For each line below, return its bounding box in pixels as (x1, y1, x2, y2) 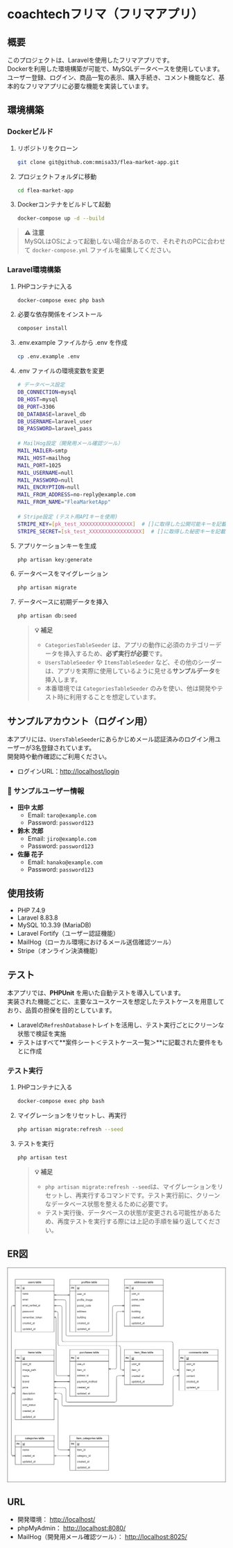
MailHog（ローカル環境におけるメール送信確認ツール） (17, 938, 175, 946)
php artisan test (17, 1155, 68, 1162)
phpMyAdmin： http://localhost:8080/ (17, 1524, 126, 1533)
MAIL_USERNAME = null (17, 469, 74, 476)
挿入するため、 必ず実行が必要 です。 (63, 649, 166, 658)
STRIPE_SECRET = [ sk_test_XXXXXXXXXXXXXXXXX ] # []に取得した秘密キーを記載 (17, 528, 226, 535)
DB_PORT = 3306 (17, 403, 55, 410)
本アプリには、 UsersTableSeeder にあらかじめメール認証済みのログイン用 (7, 735, 215, 744)
